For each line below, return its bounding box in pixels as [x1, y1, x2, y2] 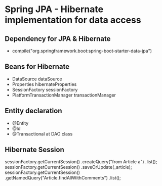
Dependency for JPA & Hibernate [5, 34, 111, 43]
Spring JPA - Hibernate [5, 4, 104, 15]
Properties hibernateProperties [12, 81, 77, 87]
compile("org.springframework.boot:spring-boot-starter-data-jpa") [12, 48, 152, 54]
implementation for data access [5, 14, 141, 26]
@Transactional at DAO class [12, 130, 73, 137]
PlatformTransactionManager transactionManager [12, 92, 116, 98]
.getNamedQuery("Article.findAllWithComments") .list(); [5, 175, 121, 181]
